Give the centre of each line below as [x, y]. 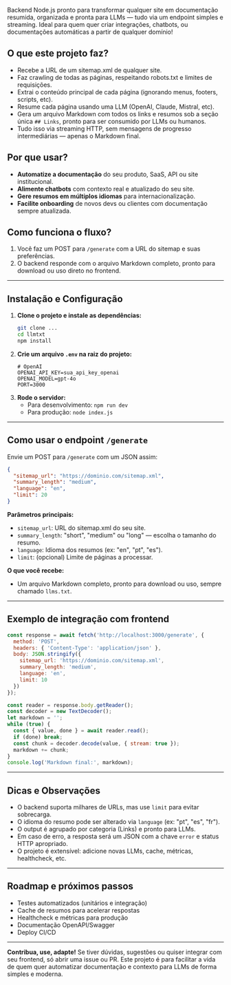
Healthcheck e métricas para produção [73, 918]
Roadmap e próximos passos [70, 886]
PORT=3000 [31, 385]
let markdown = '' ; [35, 718]
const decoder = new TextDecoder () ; [59, 712]
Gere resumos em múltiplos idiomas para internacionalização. [106, 196]
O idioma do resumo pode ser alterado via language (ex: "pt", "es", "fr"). [118, 822]
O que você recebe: [36, 570]
